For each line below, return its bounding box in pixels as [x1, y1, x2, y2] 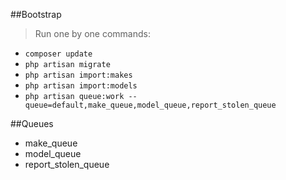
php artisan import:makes [24, 70, 133, 80]
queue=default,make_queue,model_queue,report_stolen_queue [24, 100, 277, 110]
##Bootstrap [10, 9, 62, 20]
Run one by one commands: [34, 28, 151, 39]
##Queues [10, 118, 54, 129]
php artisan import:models [24, 81, 138, 91]
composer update [24, 49, 93, 59]
